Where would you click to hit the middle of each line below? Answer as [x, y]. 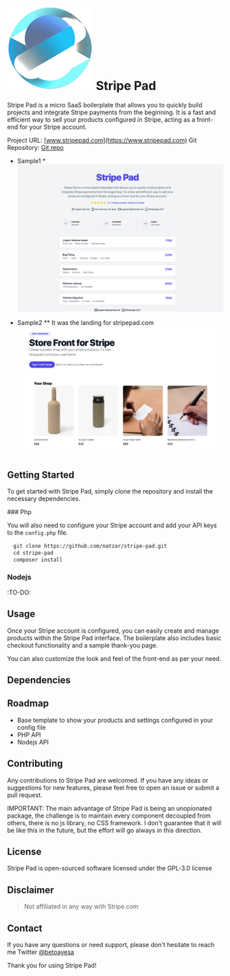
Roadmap [28, 704]
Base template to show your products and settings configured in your [115, 720]
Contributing [35, 764]
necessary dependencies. [44, 499]
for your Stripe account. [53, 127]
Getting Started [41, 475]
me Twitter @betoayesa [41, 952]
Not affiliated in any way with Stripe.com [81, 906]
